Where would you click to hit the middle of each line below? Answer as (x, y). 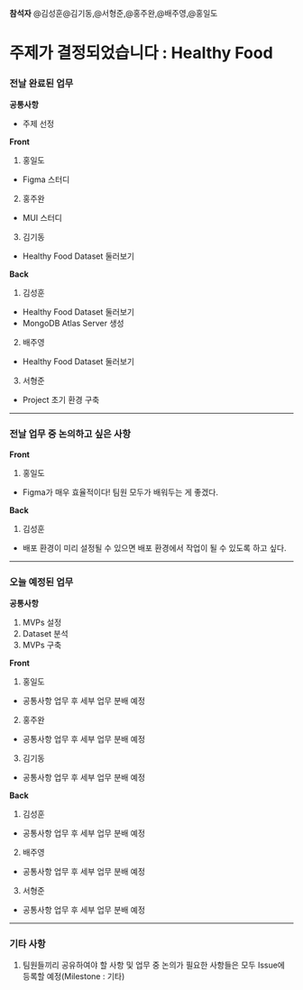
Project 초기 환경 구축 (61, 400)
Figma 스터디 (46, 179)
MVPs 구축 (42, 645)
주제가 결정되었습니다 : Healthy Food (141, 53)
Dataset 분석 (46, 634)
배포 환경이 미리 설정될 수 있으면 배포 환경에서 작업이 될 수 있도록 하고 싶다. (154, 547)
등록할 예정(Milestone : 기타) (73, 976)
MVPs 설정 (42, 623)
